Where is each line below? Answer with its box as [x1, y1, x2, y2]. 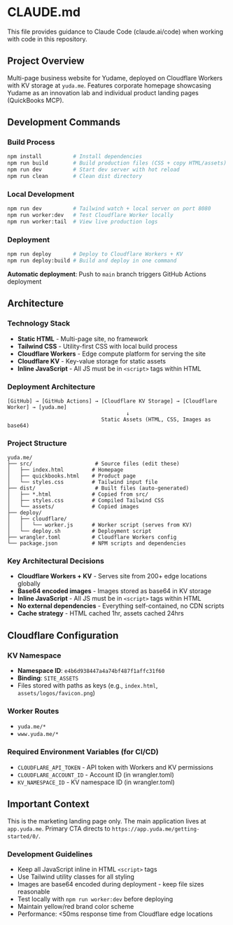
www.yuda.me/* [17, 731, 59, 738]
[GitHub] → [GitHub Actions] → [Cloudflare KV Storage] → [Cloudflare [7, 397, 218, 405]
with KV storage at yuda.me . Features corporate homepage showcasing [7, 81, 211, 90]
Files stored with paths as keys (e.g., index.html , [17, 681, 158, 690]
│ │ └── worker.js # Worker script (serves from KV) [7, 522, 192, 529]
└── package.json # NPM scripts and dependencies [7, 540, 187, 547]
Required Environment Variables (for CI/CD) [7, 747, 159, 757]
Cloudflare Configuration [7, 630, 119, 641]
